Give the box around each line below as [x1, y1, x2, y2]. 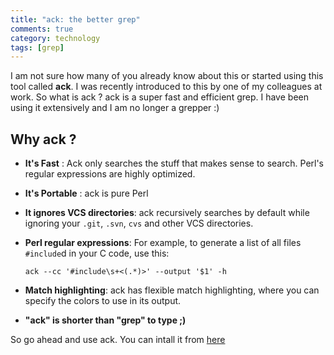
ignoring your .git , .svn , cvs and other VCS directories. [24, 217, 254, 230]
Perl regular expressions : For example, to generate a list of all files [24, 237, 302, 249]
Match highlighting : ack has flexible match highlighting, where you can [24, 284, 320, 296]
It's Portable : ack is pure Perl [24, 187, 149, 200]
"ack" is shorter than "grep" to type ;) [24, 314, 187, 326]
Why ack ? [10, 131, 77, 148]
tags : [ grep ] [10, 42, 65, 53]
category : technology [10, 33, 101, 43]
